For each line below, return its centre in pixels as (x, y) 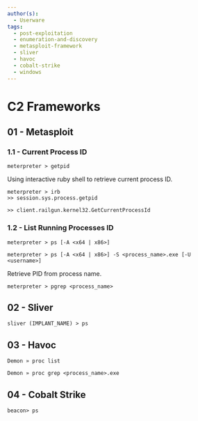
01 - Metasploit (40, 132)
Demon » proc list (34, 361)
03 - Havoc (32, 345)
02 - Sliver (30, 308)
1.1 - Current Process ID (47, 152)
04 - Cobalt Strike (47, 395)
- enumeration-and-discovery (56, 40)
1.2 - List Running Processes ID (60, 228)
